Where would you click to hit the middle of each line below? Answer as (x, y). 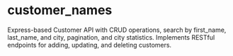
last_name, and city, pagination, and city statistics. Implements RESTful (111, 37)
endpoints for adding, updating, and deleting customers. (90, 45)
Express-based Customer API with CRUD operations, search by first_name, (117, 30)
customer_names (60, 10)
